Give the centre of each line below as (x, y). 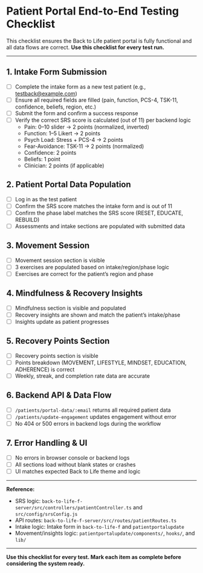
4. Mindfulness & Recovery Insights (75, 293)
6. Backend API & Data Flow (59, 395)
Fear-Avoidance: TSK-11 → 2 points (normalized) (84, 146)
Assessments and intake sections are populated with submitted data (100, 226)
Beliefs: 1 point (42, 159)
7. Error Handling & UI (47, 443)
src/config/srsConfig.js (46, 514)
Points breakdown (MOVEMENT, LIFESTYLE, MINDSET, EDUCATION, (101, 363)
